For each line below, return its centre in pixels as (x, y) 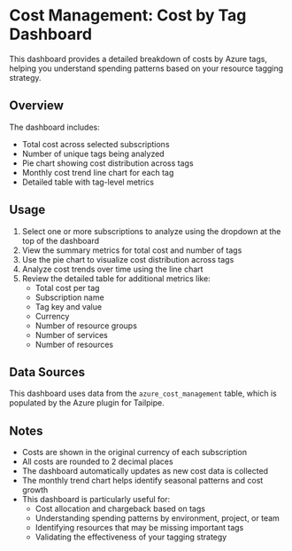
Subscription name (69, 297)
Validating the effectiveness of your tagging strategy (131, 537)
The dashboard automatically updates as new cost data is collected (145, 471)
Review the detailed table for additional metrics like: (116, 278)
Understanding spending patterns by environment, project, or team (158, 518)
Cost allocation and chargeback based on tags (120, 509)
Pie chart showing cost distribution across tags (108, 163)
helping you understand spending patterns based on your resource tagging (146, 68)
